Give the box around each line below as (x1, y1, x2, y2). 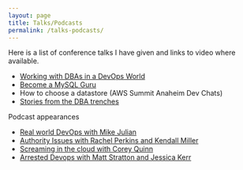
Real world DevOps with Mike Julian (19, 127, 136, 137)
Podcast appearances (8, 112, 80, 122)
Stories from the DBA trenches (19, 96, 120, 107)
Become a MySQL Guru (19, 80, 97, 89)
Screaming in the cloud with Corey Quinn (19, 144, 154, 154)
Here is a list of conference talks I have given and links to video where (8, 48, 236, 58)
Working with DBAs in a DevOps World (19, 72, 146, 81)
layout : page (8, 11, 51, 20)
